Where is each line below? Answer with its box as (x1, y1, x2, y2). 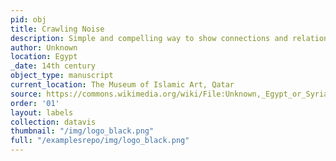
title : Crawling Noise (10, 24, 105, 34)
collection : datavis (10, 117, 97, 127)
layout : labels (10, 107, 74, 118)
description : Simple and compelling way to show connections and (10, 33, 288, 43)
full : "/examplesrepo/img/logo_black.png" (10, 136, 190, 146)
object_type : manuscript (10, 71, 114, 81)
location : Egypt (10, 52, 78, 62)
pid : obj (10, 14, 47, 25)
